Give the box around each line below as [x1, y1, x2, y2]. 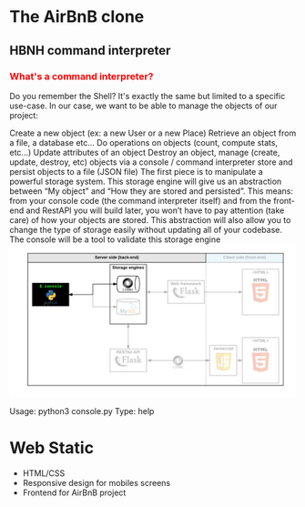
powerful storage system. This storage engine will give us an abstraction [9, 176, 282, 187]
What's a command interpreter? [9, 70, 154, 83]
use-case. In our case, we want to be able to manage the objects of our [9, 100, 278, 111]
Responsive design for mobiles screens [22, 477, 171, 488]
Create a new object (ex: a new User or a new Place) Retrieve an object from [9, 127, 297, 138]
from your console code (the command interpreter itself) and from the [9, 195, 271, 206]
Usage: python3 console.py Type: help [9, 405, 155, 416]
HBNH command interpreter [9, 43, 171, 58]
